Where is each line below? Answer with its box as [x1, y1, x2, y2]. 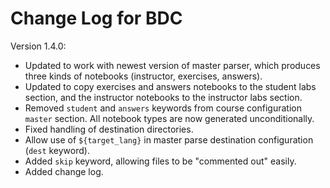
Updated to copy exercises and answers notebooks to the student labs [24, 80, 317, 92]
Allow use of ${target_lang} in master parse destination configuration [24, 133, 314, 146]
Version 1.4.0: [10, 40, 67, 52]
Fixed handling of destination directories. [24, 123, 194, 135]
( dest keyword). [24, 144, 90, 156]
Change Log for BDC [10, 7, 183, 30]
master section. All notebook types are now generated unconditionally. [24, 112, 315, 124]
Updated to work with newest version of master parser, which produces [24, 59, 321, 71]
